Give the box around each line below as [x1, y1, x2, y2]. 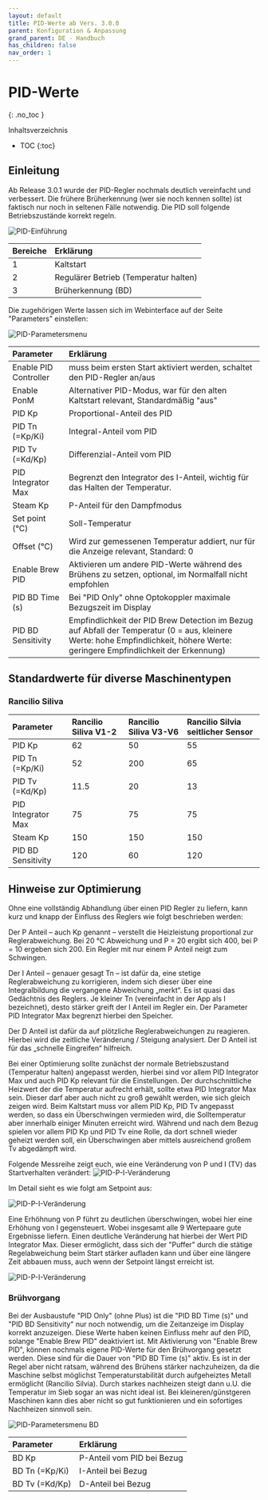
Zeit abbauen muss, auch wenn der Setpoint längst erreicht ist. [8, 1257, 215, 1266]
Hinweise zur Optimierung [8, 882, 142, 896]
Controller [12, 371, 50, 382]
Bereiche [12, 245, 48, 256]
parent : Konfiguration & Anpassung [8, 26, 127, 34]
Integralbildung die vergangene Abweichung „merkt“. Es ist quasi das [8, 986, 235, 995]
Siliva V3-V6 [128, 726, 179, 738]
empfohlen [69, 578, 109, 590]
